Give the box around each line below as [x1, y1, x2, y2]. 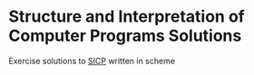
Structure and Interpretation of [8, 6, 246, 27]
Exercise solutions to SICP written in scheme [8, 55, 176, 66]
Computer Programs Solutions [8, 25, 242, 46]
